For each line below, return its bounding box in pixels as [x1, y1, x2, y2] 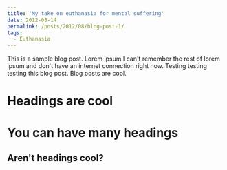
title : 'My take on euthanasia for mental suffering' [7, 10, 165, 17]
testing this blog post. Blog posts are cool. [7, 70, 127, 78]
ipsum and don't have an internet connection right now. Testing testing [7, 62, 208, 70]
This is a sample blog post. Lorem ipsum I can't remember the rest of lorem [7, 54, 220, 63]
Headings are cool [7, 94, 113, 109]
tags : [7, 29, 23, 36]
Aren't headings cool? [7, 152, 105, 164]
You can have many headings [7, 125, 179, 140]
